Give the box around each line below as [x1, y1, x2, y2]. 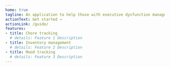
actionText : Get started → [5, 17, 62, 22]
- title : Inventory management [5, 40, 71, 45]
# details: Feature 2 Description [10, 45, 82, 50]
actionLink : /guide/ [5, 21, 49, 27]
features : [5, 26, 26, 31]
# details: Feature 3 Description [10, 54, 82, 59]
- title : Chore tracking [5, 31, 58, 36]
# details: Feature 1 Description [10, 36, 82, 41]
